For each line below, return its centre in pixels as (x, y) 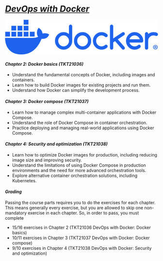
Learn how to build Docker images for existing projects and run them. (81, 85)
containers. (23, 80)
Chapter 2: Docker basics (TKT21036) (44, 64)
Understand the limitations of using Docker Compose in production (79, 165)
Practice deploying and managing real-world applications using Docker (83, 128)
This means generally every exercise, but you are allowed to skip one (74, 208)
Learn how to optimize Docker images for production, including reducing (85, 155)
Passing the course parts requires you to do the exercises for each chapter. (80, 203)
